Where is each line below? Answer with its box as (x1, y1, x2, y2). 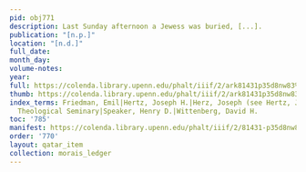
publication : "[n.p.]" (9, 30, 96, 39)
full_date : (9, 47, 51, 56)
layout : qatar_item (9, 140, 84, 149)
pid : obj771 (9, 13, 55, 23)
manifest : (9, 124, 47, 133)
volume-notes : (9, 65, 64, 74)
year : (9, 73, 30, 82)
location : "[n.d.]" (9, 38, 84, 48)
